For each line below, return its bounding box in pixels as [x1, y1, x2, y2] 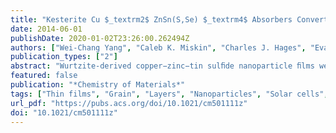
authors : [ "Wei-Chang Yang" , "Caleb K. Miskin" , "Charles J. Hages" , [10, 42, 307, 53]
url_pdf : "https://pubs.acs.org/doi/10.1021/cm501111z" [10, 98, 248, 108]
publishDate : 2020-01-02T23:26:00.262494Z [10, 33, 190, 43]
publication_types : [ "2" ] [10, 52, 118, 62]
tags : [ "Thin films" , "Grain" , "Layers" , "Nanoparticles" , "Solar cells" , [10, 89, 329, 99]
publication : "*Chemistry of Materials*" [10, 80, 186, 90]
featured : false [10, 71, 78, 81]
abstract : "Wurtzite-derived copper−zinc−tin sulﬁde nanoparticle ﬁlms [10, 61, 315, 71]
